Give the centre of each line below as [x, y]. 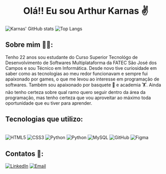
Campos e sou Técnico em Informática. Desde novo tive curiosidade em [81, 68]
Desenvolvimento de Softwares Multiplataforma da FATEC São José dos [81, 63]
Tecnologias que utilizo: [44, 119]
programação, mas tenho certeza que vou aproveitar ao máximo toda [78, 98]
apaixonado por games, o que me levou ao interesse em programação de [82, 79]
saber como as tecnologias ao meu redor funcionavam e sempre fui [77, 73]
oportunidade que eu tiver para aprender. [49, 103]
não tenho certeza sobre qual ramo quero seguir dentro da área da [75, 92]
